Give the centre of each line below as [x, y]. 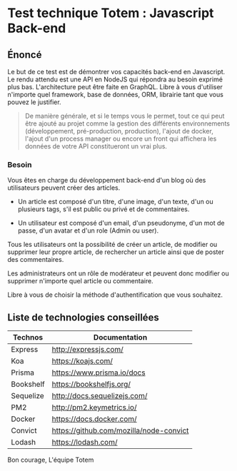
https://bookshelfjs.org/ [91, 385]
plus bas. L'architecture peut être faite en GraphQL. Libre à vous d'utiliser [115, 87]
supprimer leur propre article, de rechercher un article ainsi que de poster [116, 252]
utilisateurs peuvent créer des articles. [64, 188]
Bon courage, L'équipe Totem [51, 460]
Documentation [120, 338]
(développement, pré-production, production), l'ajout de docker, [119, 131]
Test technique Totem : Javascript [111, 13]
